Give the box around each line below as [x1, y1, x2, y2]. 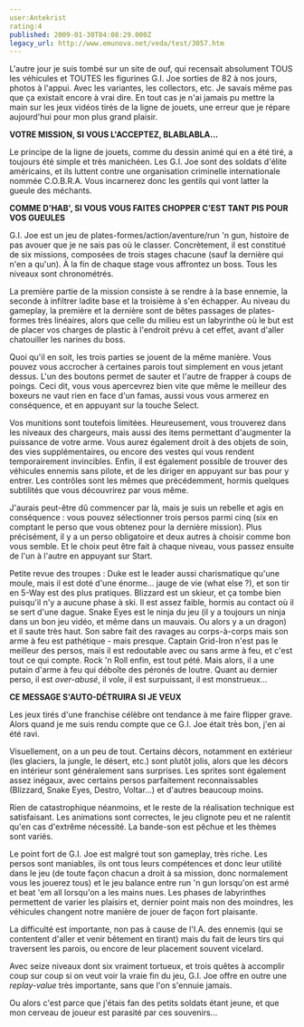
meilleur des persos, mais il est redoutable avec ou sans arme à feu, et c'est [9, 645, 293, 656]
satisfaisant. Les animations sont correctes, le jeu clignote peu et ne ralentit [9, 812, 291, 823]
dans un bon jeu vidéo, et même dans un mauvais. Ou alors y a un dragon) [9, 616, 287, 627]
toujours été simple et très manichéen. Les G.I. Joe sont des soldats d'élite [9, 156, 288, 168]
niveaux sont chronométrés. [9, 268, 114, 279]
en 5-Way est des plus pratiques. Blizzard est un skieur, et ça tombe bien [9, 587, 282, 598]
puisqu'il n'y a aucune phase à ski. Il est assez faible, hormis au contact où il [9, 597, 294, 608]
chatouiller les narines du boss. [9, 334, 126, 345]
